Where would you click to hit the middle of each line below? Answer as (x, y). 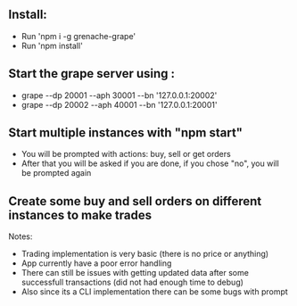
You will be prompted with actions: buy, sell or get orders (126, 154)
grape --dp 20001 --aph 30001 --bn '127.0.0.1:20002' (119, 95)
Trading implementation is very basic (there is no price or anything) (145, 254)
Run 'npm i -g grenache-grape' (78, 36)
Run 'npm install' (52, 45)
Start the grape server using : (92, 74)
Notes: (21, 236)
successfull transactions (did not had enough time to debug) (132, 282)
